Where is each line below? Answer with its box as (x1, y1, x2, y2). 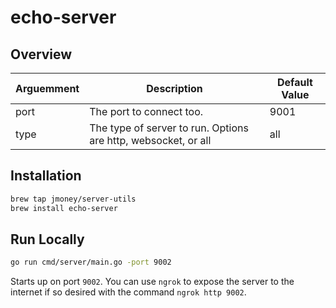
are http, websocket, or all (89, 134, 212, 147)
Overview (10, 46, 73, 63)
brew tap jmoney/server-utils (10, 194, 137, 204)
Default (277, 76, 313, 89)
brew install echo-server (10, 203, 118, 213)
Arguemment (15, 82, 80, 95)
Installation (10, 167, 82, 185)
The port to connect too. (89, 105, 204, 118)
